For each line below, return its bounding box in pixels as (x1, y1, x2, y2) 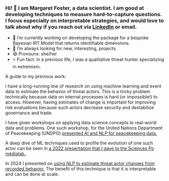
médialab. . (5, 151, 27, 157)
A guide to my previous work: (5, 73, 67, 79)
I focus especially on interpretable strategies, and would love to (5, 17, 164, 24)
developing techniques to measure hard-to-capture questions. (5, 11, 162, 18)
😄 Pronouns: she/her (12, 51, 57, 57)
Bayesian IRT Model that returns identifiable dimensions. (12, 40, 130, 46)
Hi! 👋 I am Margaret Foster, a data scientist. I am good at (5, 5, 144, 12)
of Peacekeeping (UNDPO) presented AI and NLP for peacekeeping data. (5, 130, 157, 136)
